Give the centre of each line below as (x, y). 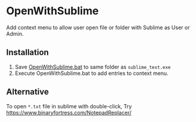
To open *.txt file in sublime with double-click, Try (69, 106)
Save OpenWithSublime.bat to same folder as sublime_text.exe (93, 67)
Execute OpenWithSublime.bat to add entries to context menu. (91, 73)
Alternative (27, 92)
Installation (27, 53)
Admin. (15, 33)
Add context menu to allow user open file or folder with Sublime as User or (98, 27)
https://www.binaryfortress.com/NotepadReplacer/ (69, 112)
